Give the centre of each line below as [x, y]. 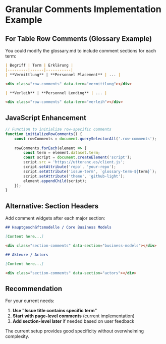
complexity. [17, 336]
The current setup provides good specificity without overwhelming [75, 331]
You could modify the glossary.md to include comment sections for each [81, 51]
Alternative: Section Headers [52, 206]
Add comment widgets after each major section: [55, 218]
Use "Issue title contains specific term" [55, 311]
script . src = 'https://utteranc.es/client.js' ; [74, 162]
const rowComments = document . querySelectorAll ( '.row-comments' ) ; [86, 139]
